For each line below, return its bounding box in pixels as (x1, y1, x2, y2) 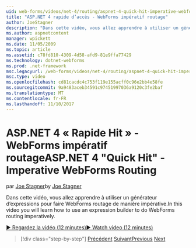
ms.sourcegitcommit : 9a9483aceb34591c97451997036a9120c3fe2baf (6, 85, 163, 91)
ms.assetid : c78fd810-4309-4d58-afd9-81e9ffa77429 (6, 52, 132, 58)
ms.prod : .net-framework (6, 63, 66, 69)
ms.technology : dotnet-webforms (6, 57, 85, 63)
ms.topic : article (6, 47, 51, 53)
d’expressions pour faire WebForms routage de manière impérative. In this (6, 200, 183, 208)
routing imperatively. (6, 213, 55, 220)
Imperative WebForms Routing (6, 163, 157, 177)
